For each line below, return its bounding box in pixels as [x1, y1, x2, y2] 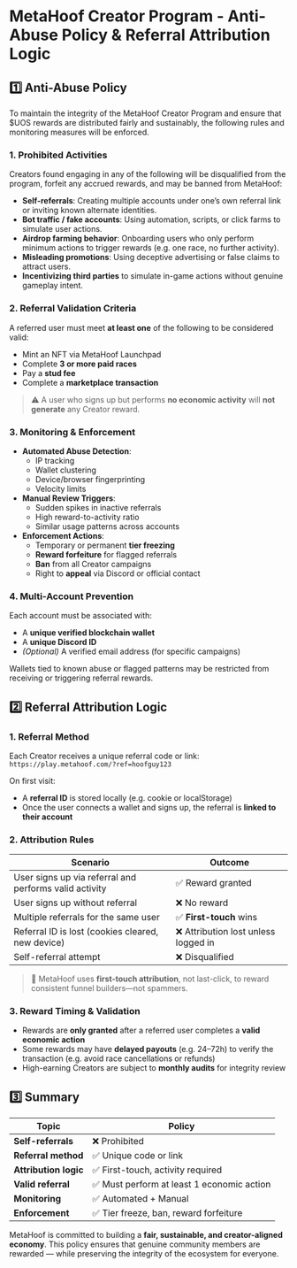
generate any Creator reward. [30, 403, 141, 414]
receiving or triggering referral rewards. [9, 672, 154, 683]
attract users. [21, 261, 71, 272]
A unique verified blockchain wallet [21, 627, 156, 638]
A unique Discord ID [21, 637, 97, 648]
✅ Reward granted [175, 877, 252, 889]
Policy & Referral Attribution [61, 25, 271, 45]
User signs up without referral [13, 896, 138, 909]
